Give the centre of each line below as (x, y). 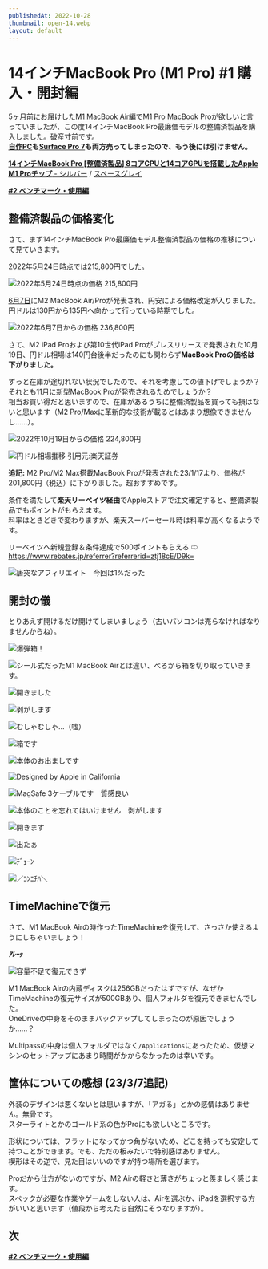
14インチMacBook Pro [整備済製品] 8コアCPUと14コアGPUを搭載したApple (133, 164)
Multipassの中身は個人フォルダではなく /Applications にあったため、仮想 (128, 1045)
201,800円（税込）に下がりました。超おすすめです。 (95, 483)
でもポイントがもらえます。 (60, 510)
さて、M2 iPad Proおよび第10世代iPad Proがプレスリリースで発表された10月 (133, 345)
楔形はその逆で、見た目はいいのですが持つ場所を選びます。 (106, 1161)
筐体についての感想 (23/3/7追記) (89, 1083)
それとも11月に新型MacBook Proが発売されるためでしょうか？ (110, 392)
